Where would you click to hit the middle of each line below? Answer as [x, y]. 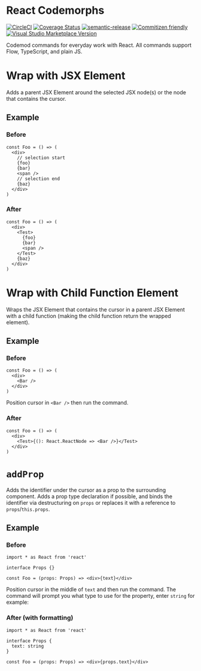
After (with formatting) [40, 618]
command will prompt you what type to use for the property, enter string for [100, 596]
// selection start [41, 158]
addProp [25, 474]
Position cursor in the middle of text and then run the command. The [91, 589]
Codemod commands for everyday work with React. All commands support [99, 45]
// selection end [39, 179]
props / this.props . [28, 509]
